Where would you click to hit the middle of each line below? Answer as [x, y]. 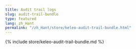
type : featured [21, 19]
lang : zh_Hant [20, 23]
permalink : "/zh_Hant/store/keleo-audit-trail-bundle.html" [68, 28]
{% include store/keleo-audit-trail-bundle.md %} [55, 42]
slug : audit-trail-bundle [32, 14]
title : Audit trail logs [31, 10]
